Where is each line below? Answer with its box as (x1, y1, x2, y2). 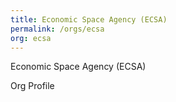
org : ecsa (10, 33, 52, 43)
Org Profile (10, 80, 55, 92)
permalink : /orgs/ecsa (10, 24, 105, 34)
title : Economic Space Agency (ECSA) (10, 14, 168, 25)
